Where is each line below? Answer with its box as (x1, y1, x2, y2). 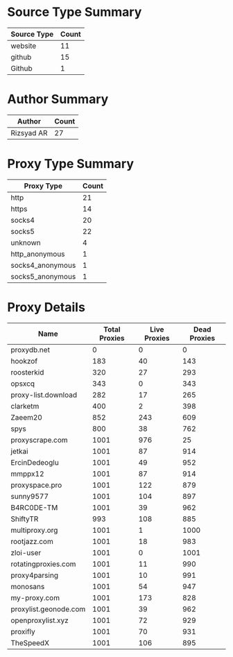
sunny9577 (10, 491, 49, 501)
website (10, 41, 37, 51)
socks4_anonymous (10, 260, 76, 270)
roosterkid (10, 367, 44, 377)
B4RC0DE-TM (10, 502, 58, 512)
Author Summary (7, 92, 109, 108)
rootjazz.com (10, 536, 53, 546)
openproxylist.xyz (10, 615, 69, 625)
